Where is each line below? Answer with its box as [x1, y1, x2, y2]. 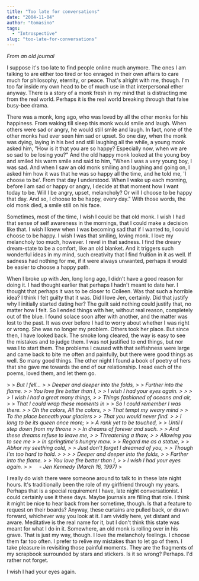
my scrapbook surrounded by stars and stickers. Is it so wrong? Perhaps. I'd [7, 550, 193, 557]
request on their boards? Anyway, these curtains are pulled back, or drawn [7, 506, 189, 513]
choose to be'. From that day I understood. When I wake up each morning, [7, 176, 188, 183]
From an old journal [7, 53, 55, 59]
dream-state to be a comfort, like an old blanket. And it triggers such [7, 245, 174, 252]
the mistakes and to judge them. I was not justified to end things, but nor [7, 338, 184, 345]
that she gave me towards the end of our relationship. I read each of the [7, 363, 182, 370]
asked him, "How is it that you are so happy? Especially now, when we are [7, 145, 187, 152]
